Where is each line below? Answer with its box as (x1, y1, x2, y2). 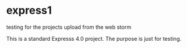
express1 (6, 4, 52, 17)
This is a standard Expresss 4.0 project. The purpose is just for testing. (6, 35, 182, 42)
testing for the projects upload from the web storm (6, 23, 132, 31)
